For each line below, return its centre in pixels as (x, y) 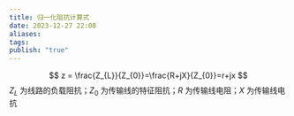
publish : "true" (39, 50)
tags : (19, 42)
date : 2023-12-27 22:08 (53, 26)
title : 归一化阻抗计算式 (49, 17)
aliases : (25, 34)
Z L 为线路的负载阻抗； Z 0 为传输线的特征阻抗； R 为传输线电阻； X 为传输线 (143, 91)
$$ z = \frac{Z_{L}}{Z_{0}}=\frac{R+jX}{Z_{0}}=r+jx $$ (148, 75)
